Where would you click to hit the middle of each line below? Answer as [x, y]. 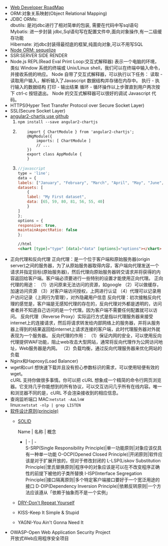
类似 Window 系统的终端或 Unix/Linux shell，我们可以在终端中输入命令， [86, 68]
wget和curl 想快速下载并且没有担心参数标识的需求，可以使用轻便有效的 [85, 367]
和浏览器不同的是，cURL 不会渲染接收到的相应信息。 [65, 393]
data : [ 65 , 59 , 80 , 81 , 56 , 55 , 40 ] [66, 202]
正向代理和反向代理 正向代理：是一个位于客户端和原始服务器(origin [80, 259]
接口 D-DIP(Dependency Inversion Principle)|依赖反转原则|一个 [91, 486]
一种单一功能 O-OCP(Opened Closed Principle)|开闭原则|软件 [94, 454]
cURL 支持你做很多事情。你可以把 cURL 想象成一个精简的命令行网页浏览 [86, 380]
